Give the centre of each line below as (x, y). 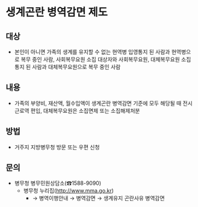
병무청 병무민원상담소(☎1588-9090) (58, 183)
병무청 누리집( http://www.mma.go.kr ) (68, 191)
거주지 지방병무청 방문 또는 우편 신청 (57, 147)
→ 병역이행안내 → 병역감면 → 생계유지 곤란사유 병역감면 (98, 198)
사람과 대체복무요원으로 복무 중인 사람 (76, 67)
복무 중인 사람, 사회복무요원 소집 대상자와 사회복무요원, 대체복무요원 (100, 59)
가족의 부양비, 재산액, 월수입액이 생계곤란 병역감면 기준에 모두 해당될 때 (98, 103)
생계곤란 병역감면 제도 (57, 12)
